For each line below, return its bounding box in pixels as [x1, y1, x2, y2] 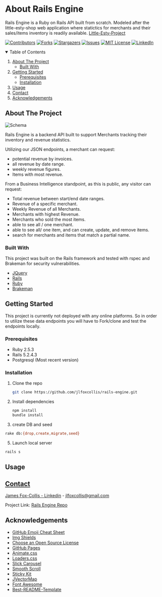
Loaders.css [12, 555, 38, 561]
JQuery [12, 270, 28, 276]
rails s [5, 449, 21, 454]
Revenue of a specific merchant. [12, 201, 78, 207]
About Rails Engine [5, 3, 84, 15]
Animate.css [12, 550, 38, 556]
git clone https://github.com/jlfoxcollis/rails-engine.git [12, 390, 138, 395]
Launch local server [12, 440, 52, 446]
